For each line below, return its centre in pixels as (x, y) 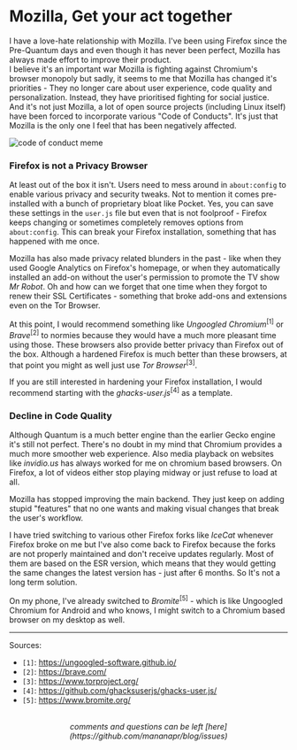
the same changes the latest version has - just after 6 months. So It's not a (145, 573)
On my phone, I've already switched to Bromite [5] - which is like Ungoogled (146, 600)
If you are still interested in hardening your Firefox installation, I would (136, 382)
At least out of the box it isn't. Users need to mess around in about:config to (148, 185)
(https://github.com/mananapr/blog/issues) (148, 736)
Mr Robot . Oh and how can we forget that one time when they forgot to (138, 287)
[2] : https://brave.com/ (64, 671)
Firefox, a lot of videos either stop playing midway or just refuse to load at (143, 473)
